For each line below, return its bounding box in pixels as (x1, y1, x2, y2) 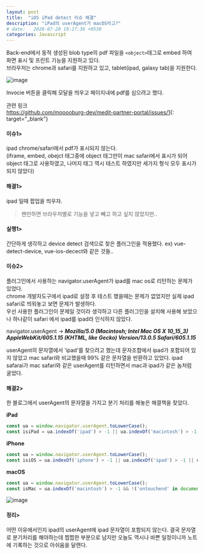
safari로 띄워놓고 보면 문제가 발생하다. (6, 300, 97, 307)
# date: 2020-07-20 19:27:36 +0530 (6, 26, 102, 32)
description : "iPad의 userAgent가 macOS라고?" (6, 20, 121, 26)
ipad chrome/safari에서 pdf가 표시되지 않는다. (6, 144, 117, 152)
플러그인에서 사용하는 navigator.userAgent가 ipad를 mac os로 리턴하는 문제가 (6, 277, 193, 284)
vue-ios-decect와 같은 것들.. (44, 247, 114, 254)
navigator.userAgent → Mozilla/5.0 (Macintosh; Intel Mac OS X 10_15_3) (6, 327, 188, 335)
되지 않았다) (6, 167, 35, 175)
